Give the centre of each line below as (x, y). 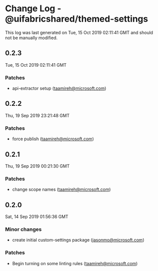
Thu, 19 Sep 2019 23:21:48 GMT (37, 115)
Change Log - (33, 9)
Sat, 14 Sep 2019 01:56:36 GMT (37, 217)
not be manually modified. (31, 38)
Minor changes (23, 229)
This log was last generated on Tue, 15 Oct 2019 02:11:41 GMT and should (79, 32)
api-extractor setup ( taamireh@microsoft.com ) (59, 88)
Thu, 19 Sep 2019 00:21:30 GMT (37, 166)
